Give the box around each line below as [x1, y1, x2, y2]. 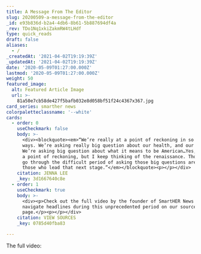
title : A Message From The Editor [6, 8, 93, 15]
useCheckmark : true [17, 187, 66, 193]
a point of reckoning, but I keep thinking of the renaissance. [22, 153, 186, 159]
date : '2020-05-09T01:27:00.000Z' [6, 64, 93, 71]
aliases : [6, 43, 28, 49]
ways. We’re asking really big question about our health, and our [22, 142, 194, 149]
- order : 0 [11, 120, 39, 126]
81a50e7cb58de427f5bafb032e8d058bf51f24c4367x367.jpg [17, 98, 154, 104]
